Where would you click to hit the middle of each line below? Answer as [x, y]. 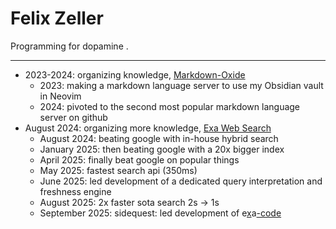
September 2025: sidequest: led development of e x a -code [160, 213]
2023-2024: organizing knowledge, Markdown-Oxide [135, 74]
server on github [73, 117]
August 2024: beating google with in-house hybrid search [159, 138]
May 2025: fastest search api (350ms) [118, 170]
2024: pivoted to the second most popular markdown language [170, 106]
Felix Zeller [57, 18]
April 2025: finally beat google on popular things [139, 159]
